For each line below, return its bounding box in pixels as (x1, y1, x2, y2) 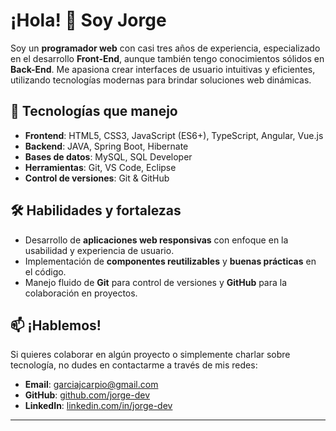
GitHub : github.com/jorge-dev (24, 389, 151, 401)
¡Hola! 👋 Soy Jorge (10, 9, 167, 32)
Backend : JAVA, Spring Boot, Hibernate (24, 140, 189, 152)
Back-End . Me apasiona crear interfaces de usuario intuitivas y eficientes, (10, 63, 316, 75)
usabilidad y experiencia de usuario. (24, 244, 175, 256)
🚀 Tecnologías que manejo (10, 103, 178, 120)
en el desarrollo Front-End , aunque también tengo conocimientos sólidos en (10, 52, 325, 64)
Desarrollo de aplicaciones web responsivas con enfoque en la (24, 234, 289, 246)
